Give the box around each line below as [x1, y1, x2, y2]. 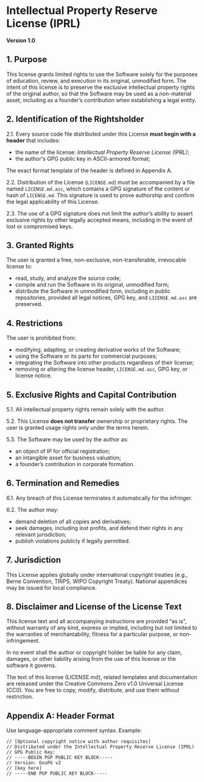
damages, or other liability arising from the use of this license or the [6, 655, 177, 663]
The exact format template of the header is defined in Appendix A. [6, 167, 172, 174]
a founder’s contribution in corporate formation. [15, 461, 135, 467]
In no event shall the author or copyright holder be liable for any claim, [6, 649, 183, 656]
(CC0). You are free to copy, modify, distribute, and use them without [6, 686, 180, 694]
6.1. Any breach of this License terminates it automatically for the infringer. [6, 494, 193, 501]
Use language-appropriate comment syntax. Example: [6, 727, 142, 734]
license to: [6, 263, 32, 270]
